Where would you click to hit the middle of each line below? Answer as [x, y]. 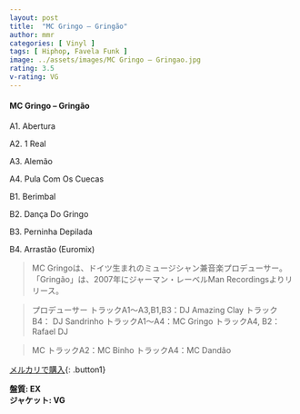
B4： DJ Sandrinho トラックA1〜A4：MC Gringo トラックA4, [146, 321]
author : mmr [32, 34]
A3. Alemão [31, 161]
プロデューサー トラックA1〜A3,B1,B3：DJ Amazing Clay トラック [155, 310]
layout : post [34, 18]
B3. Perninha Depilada [51, 232]
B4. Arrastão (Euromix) [52, 249]
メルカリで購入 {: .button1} [58, 370]
